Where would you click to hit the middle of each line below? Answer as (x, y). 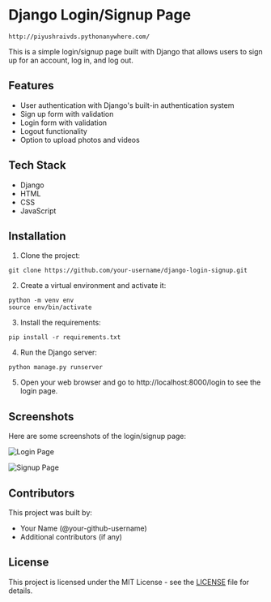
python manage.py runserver (56, 368)
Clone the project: (50, 256)
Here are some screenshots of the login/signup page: (97, 436)
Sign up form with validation (67, 114)
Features (31, 86)
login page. (39, 391)
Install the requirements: (60, 323)
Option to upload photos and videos (80, 140)
